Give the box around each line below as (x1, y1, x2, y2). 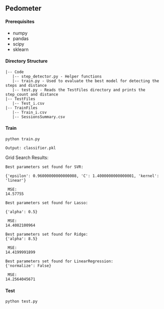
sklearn (12, 46, 29, 52)
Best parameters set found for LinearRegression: (5, 259, 114, 264)
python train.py (5, 137, 40, 142)
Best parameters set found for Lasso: (5, 200, 88, 205)
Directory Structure (5, 58, 48, 64)
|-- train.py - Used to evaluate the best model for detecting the (12, 78, 159, 84)
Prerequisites (5, 18, 35, 25)
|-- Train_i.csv (12, 110, 47, 115)
